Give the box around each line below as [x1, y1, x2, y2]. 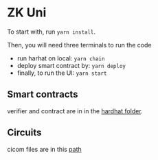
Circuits [7, 127, 42, 139]
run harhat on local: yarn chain [16, 54, 105, 62]
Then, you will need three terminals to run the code [7, 41, 152, 49]
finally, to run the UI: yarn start [16, 69, 107, 77]
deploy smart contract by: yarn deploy [16, 61, 126, 69]
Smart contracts [7, 89, 78, 100]
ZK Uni [7, 5, 47, 21]
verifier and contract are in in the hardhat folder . [7, 106, 143, 115]
